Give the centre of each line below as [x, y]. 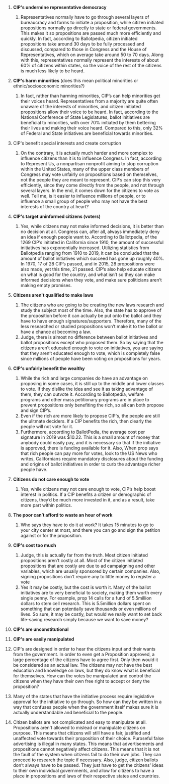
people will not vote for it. [47, 426]
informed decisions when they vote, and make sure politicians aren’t [91, 280]
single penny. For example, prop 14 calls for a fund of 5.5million [86, 598]
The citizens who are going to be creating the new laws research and [92, 305]
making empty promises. [46, 285]
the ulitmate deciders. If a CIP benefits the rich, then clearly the [86, 421]
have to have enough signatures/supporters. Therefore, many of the [91, 321]
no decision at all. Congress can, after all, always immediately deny [90, 232]
